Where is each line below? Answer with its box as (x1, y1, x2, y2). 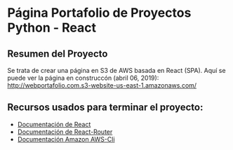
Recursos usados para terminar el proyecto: (7, 102, 204, 114)
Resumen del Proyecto (7, 48, 108, 60)
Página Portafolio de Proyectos (7, 5, 192, 21)
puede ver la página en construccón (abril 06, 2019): (7, 74, 159, 82)
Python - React (7, 20, 97, 36)
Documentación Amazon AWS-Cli (17, 135, 115, 143)
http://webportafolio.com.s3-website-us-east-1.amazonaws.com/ (7, 81, 197, 89)
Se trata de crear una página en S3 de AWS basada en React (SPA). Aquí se (7, 67, 226, 74)
